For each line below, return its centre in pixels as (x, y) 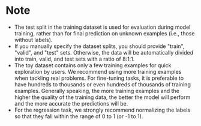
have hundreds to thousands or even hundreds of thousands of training (103, 84)
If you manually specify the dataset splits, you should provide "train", (99, 46)
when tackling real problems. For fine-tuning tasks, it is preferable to (99, 78)
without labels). (33, 40)
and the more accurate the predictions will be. (71, 103)
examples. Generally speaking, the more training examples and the (97, 91)
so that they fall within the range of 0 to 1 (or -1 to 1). (79, 116)
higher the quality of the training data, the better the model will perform (102, 97)
